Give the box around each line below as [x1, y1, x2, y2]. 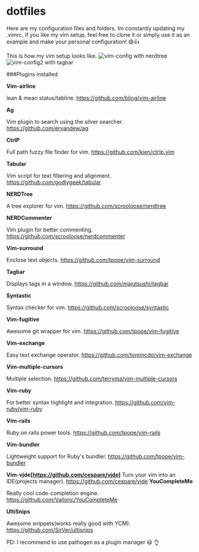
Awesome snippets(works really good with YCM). [6, 520, 131, 527]
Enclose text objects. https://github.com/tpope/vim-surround [6, 256, 160, 263]
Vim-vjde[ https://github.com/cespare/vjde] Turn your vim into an [6, 471, 176, 478]
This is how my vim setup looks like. [6, 52, 97, 59]
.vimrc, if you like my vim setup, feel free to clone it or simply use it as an [6, 31, 190, 38]
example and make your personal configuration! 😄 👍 [6, 38, 140, 45]
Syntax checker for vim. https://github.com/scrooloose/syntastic [6, 303, 170, 311]
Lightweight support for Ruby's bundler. [6, 452, 107, 460]
